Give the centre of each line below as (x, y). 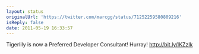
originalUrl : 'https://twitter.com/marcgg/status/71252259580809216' (94, 17)
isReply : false (25, 22)
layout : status (25, 11)
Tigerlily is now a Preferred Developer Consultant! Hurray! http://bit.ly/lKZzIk (99, 45)
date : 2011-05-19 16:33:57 (40, 28)
